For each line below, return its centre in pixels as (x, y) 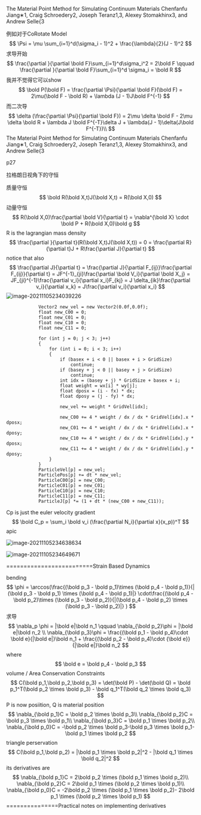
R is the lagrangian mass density (46, 233)
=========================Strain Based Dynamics (78, 566)
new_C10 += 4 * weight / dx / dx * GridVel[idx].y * (127, 438)
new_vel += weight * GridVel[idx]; (104, 407)
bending (16, 578)
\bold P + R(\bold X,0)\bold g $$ (100, 224)
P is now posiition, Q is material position (55, 705)
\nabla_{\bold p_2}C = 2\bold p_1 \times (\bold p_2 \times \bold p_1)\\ (100, 783)
